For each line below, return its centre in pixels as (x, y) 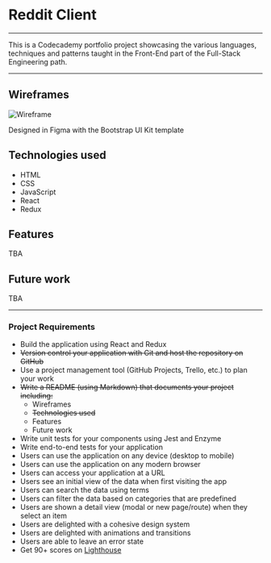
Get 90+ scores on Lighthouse (71, 550)
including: (36, 396)
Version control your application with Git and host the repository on (131, 353)
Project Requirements (52, 327)
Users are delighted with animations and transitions (105, 533)
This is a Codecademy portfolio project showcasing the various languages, (132, 44)
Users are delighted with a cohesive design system (105, 524)
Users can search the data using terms (84, 490)
